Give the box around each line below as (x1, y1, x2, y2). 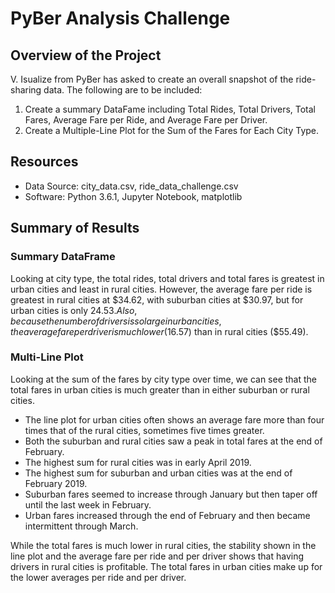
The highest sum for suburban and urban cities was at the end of (24, 467, 293, 479)
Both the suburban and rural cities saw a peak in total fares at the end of (24, 435, 323, 447)
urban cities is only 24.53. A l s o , (10, 304, 138, 316)
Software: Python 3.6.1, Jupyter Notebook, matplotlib (24, 190, 243, 202)
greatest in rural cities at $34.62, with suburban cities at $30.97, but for (10, 293, 304, 306)
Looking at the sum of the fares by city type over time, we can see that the (10, 373, 318, 385)
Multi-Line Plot (10, 350, 84, 364)
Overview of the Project (10, 47, 162, 64)
